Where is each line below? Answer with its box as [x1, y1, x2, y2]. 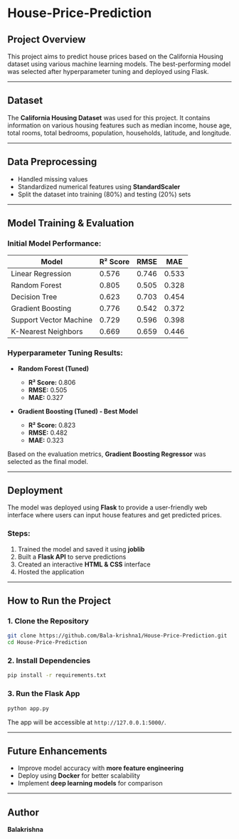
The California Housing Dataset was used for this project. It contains [7, 113, 211, 122]
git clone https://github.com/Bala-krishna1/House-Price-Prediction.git [7, 632, 228, 640]
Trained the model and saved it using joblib [17, 544, 145, 553]
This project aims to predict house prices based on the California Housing [7, 52, 224, 60]
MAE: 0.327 [28, 393, 64, 401]
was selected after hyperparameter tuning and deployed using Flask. [7, 68, 209, 75]
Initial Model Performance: [7, 238, 102, 248]
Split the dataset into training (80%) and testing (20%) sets [17, 190, 191, 199]
